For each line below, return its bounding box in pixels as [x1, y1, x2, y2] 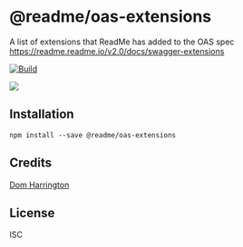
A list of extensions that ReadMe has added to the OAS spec [9, 36, 235, 47]
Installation [9, 107, 74, 122]
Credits [9, 156, 53, 171]
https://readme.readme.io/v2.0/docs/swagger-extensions [9, 45, 225, 56]
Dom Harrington [9, 179, 70, 190]
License [9, 205, 55, 221]
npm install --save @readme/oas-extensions [9, 130, 177, 139]
